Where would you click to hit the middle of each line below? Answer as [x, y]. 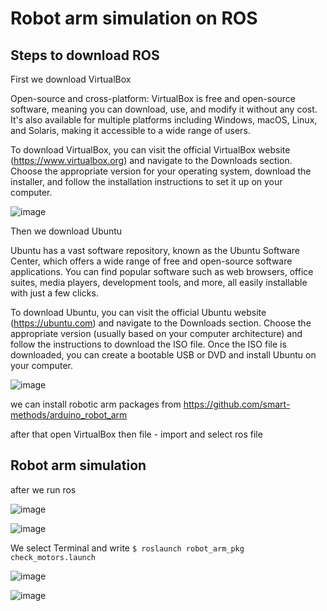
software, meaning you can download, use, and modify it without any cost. [164, 109]
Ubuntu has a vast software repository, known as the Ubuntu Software [155, 250]
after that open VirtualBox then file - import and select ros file [136, 434]
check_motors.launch [53, 557]
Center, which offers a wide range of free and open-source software [151, 261]
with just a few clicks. [54, 293]
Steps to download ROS [85, 55]
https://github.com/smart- [237, 404]
